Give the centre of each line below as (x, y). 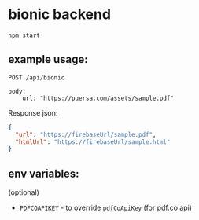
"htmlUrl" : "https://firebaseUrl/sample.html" (93, 142)
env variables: (44, 173)
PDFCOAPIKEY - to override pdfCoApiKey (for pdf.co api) (106, 208)
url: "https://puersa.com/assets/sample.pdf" (98, 98)
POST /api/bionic (37, 77)
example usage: (48, 59)
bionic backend (60, 15)
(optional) (24, 192)
